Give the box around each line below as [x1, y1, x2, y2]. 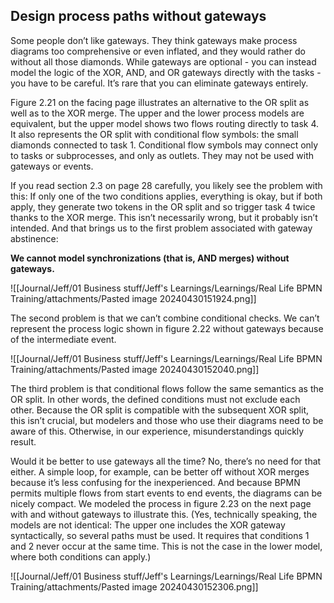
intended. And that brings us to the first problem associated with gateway [10, 222, 313, 234]
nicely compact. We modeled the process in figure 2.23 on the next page [10, 497, 312, 509]
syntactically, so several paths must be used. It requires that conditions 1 [10, 529, 310, 541]
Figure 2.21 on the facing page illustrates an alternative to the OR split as [10, 96, 310, 108]
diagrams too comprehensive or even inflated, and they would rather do [10, 45, 306, 57]
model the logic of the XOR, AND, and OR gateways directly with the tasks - [10, 66, 322, 78]
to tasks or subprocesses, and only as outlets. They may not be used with [10, 149, 315, 161]
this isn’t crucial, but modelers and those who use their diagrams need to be [10, 414, 324, 426]
